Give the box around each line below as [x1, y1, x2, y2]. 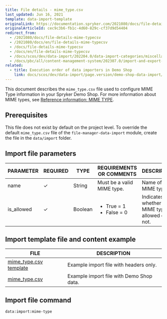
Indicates [142, 193, 164, 200]
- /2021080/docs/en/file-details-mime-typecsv [9, 40, 108, 45]
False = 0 [106, 209, 128, 216]
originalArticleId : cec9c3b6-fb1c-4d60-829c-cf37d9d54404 [5, 26, 128, 31]
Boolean [73, 206, 93, 213]
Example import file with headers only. [67, 262, 157, 269]
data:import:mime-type [5, 309, 52, 315]
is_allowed [7, 206, 32, 213]
